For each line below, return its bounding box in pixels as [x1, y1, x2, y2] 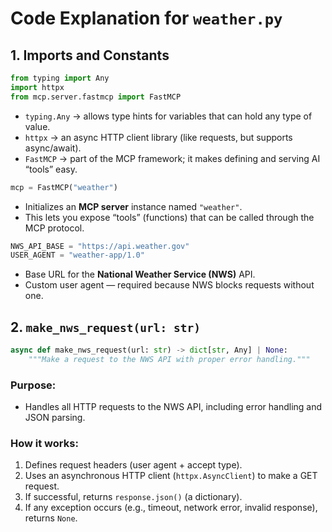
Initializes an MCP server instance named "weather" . [24, 200, 243, 212]
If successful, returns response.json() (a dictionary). [24, 491, 243, 503]
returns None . [24, 512, 78, 524]
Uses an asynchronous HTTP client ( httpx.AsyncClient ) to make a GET [24, 470, 318, 482]
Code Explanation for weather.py [10, 7, 283, 30]
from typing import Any [10, 73, 110, 83]
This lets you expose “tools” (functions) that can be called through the [24, 211, 315, 223]
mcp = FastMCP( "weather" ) [10, 182, 118, 192]
